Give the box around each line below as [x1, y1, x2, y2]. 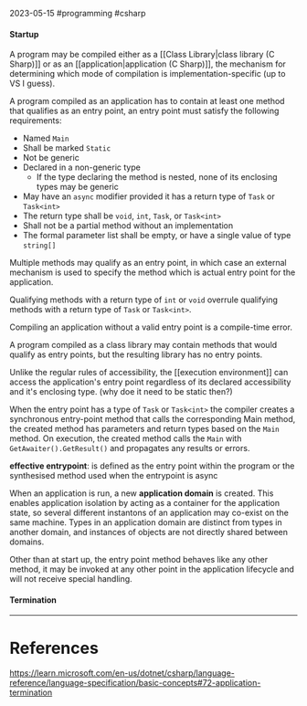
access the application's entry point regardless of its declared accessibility [9, 376, 291, 387]
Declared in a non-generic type [22, 162, 142, 173]
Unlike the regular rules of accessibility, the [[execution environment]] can [9, 367, 289, 378]
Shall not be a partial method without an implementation [22, 220, 234, 231]
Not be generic [22, 153, 79, 163]
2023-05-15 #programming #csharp [9, 8, 146, 18]
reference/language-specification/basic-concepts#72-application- [9, 678, 261, 689]
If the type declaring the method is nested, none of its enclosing [36, 172, 278, 183]
